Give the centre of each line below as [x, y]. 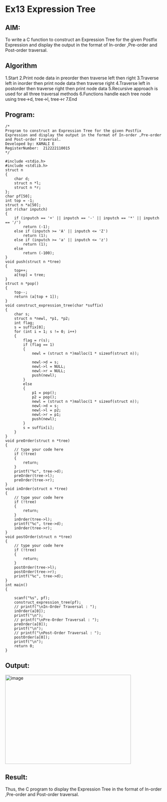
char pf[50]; [19, 196]
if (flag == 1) [39, 345]
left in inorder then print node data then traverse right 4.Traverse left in [78, 83]
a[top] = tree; [30, 275]
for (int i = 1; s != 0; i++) [46, 331]
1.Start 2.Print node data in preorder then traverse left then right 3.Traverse [82, 78]
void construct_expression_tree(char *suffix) [54, 305]
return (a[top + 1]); [36, 296]
